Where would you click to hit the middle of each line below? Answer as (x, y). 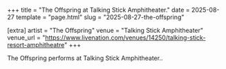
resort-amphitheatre (36, 45)
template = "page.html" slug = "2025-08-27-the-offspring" (100, 17)
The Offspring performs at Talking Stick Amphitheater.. (85, 58)
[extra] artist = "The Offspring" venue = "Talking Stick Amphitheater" (105, 30)
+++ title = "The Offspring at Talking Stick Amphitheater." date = (98, 10)
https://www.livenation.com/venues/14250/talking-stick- (125, 38)
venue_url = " (26, 38)
